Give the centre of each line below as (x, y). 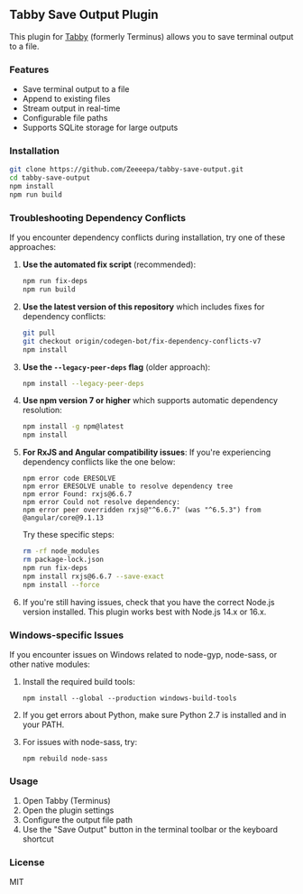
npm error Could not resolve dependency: (101, 502)
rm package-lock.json (63, 560)
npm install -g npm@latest (73, 427)
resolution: (42, 410)
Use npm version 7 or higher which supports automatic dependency (150, 401)
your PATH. (43, 724)
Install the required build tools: (78, 681)
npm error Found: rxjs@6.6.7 (77, 494)
